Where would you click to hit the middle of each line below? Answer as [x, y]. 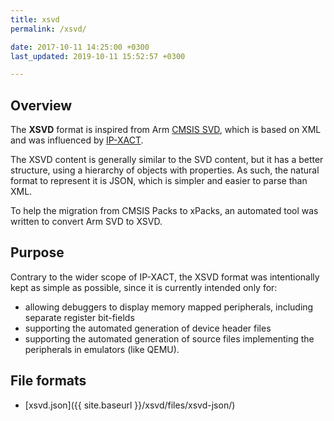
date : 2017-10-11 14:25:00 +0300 [80, 47]
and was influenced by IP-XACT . [77, 140]
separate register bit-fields [79, 317]
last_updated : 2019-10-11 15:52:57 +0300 [98, 56]
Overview [41, 105]
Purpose [37, 252]
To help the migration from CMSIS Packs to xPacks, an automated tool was [164, 211]
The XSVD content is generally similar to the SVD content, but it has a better [167, 160]
